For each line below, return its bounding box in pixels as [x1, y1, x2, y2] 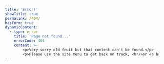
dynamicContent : [5, 25, 38, 30]
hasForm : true [5, 20, 34, 26]
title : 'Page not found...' [14, 34, 71, 39]
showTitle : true [5, 12, 38, 16]
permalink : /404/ [5, 16, 41, 21]
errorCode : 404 [14, 38, 45, 43]
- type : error [9, 29, 38, 34]
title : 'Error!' [5, 7, 38, 12]
